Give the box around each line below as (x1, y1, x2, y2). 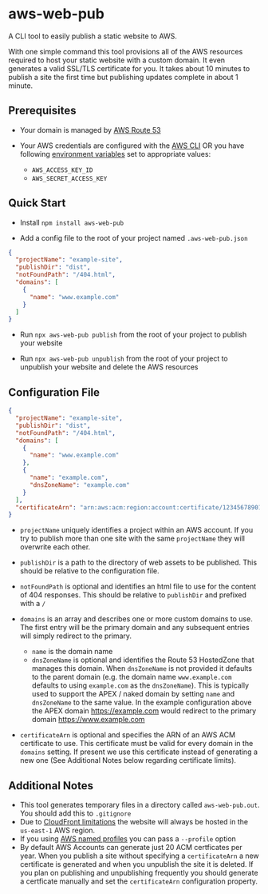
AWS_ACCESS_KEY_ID (31, 166, 93, 174)
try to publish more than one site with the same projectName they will (19, 533, 246, 544)
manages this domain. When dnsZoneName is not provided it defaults (31, 664, 253, 673)
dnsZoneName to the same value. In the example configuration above (31, 697, 252, 708)
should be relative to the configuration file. (19, 566, 160, 576)
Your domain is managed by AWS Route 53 (19, 125, 161, 134)
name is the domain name (31, 647, 113, 657)
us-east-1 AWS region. (19, 825, 96, 836)
